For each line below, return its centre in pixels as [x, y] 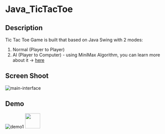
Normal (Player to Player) [38, 49]
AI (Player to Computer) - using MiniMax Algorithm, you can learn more [86, 55]
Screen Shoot [27, 76]
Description [24, 28]
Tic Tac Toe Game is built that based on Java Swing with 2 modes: [74, 40]
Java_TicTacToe [39, 9]
